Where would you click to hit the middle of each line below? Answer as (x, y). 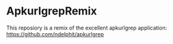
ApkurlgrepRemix (52, 11)
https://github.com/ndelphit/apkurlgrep (55, 34)
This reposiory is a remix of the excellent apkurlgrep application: (87, 28)
